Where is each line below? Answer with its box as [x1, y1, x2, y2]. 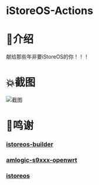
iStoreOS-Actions [6, 4, 94, 18]
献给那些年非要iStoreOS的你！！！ [6, 53, 90, 60]
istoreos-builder [6, 141, 54, 149]
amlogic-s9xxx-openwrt [6, 156, 77, 165]
